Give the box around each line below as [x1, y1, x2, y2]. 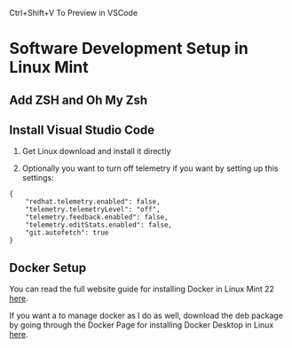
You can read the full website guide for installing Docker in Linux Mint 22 [9, 283, 275, 295]
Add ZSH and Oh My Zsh [9, 92, 148, 107]
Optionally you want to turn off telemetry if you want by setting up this [21, 163, 279, 174]
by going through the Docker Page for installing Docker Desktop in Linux [9, 320, 274, 330]
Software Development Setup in [9, 39, 249, 58]
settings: [21, 173, 55, 183]
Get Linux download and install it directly [21, 146, 171, 157]
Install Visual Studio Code [9, 122, 155, 137]
